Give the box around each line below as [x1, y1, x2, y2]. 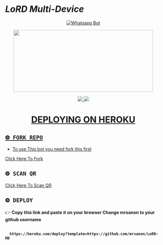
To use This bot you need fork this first [12, 146, 92, 152]
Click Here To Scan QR [5, 182, 52, 188]
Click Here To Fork [5, 156, 43, 162]
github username [5, 216, 42, 222]
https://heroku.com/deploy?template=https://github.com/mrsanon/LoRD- [9, 231, 159, 237]
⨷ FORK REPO [5, 134, 43, 141]
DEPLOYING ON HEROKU [31, 114, 136, 125]
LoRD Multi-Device [5, 3, 84, 15]
